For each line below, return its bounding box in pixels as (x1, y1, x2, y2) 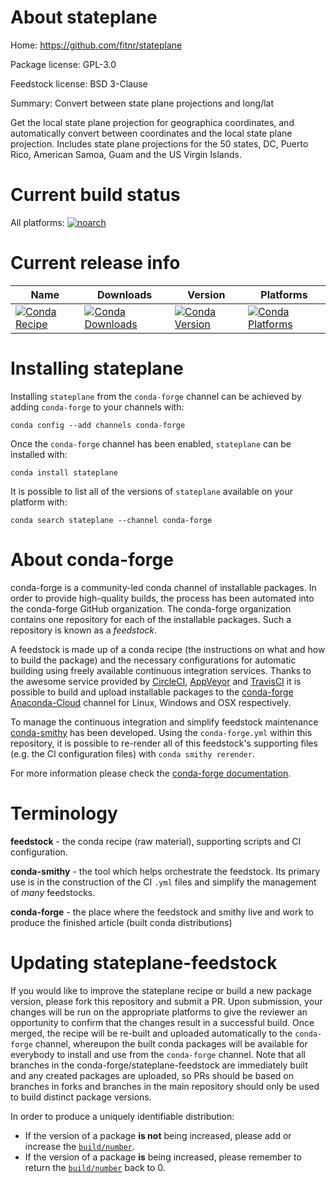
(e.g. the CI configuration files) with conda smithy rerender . (10, 747, 255, 760)
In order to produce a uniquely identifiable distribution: (10, 1110, 235, 1122)
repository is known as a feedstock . (10, 624, 158, 636)
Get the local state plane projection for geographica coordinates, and (10, 116, 295, 128)
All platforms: (10, 216, 65, 228)
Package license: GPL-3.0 (10, 58, 117, 70)
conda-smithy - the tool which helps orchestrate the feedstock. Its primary (10, 865, 321, 877)
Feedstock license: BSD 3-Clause (10, 77, 148, 90)
